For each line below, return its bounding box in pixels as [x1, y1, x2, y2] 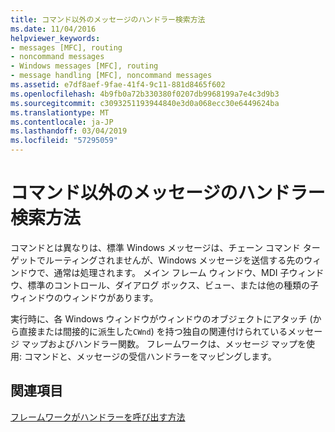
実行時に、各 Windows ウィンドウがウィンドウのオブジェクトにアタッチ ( [10, 312, 313, 325]
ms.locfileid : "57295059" [10, 136, 118, 146]
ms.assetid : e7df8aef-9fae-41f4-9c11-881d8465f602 [10, 80, 226, 90]
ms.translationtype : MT [10, 107, 110, 118]
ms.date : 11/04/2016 [10, 24, 97, 34]
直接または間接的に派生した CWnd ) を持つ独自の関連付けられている [18, 325, 288, 337]
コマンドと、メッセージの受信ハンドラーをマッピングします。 [23, 350, 277, 362]
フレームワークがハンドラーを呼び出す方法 [10, 411, 186, 423]
